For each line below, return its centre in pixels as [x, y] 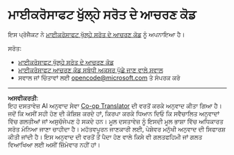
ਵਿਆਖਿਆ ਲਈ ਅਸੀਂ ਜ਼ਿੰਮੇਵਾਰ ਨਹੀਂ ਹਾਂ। [54, 145]
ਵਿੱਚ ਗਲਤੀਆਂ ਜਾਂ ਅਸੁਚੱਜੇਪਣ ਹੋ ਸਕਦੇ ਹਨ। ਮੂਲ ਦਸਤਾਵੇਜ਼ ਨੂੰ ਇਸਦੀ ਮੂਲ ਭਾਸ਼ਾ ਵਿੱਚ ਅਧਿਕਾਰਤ [116, 121]
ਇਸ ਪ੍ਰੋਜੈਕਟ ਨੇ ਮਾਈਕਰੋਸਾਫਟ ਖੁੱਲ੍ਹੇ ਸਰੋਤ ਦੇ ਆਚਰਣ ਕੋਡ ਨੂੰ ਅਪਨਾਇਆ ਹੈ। [97, 34]
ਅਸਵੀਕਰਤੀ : [23, 98]
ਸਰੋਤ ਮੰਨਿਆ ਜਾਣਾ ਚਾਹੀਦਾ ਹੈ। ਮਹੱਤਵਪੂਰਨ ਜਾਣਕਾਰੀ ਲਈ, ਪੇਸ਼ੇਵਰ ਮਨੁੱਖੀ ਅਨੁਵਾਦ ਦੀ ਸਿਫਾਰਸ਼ [117, 129]
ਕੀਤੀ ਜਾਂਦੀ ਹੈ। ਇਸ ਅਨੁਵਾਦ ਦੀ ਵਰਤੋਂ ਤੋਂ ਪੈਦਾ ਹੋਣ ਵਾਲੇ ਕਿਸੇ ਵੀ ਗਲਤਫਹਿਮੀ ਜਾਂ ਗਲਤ [105, 137]
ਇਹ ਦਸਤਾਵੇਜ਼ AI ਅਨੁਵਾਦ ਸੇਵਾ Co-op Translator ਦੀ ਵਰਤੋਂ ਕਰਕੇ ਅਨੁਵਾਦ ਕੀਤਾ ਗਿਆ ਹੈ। [115, 106]
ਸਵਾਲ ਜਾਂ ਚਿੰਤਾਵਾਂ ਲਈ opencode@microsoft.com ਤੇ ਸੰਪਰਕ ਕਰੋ [99, 77]
